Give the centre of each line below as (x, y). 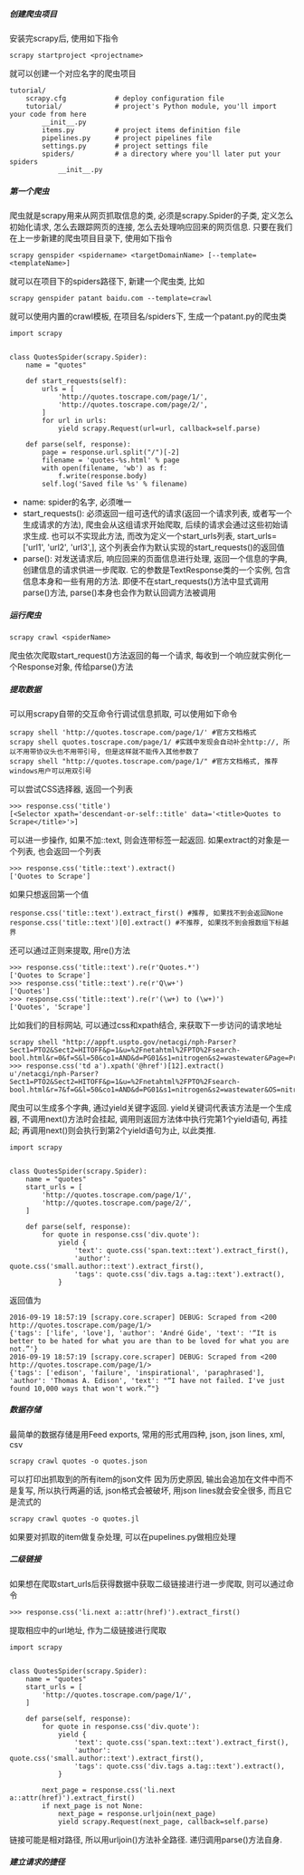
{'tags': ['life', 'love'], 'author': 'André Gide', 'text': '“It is (143, 1333)
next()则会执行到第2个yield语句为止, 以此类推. (131, 1130)
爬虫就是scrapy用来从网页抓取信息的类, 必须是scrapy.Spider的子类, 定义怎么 (152, 215)
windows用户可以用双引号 (51, 771)
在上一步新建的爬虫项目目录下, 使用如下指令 (91, 238)
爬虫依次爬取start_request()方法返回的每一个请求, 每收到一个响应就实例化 (146, 655)
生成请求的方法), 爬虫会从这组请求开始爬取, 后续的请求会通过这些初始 (151, 524)
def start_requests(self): (76, 380)
